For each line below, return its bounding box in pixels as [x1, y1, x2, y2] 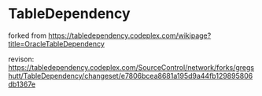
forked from [8, 31, 47, 40]
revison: [8, 54, 35, 64]
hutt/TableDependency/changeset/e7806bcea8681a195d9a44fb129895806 [8, 71, 253, 80]
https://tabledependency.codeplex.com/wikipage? [48, 31, 212, 40]
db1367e [8, 79, 36, 89]
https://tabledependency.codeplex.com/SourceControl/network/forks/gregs [8, 62, 254, 72]
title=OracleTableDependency [8, 39, 105, 48]
